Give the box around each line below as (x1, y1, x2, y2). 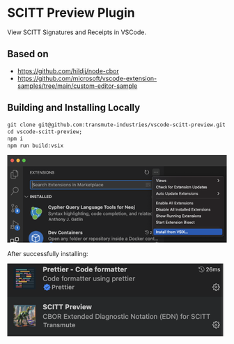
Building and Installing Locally (7, 102, 141, 114)
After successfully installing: (7, 249, 88, 257)
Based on (7, 48, 49, 60)
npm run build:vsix (7, 142, 64, 149)
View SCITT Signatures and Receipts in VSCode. (7, 28, 146, 36)
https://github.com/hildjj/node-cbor (17, 66, 120, 75)
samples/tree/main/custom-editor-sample (17, 82, 138, 90)
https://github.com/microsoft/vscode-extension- (17, 74, 157, 82)
